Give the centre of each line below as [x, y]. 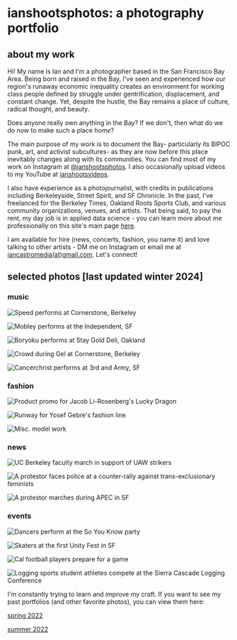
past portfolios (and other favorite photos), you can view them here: [106, 602]
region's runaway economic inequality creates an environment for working [116, 86]
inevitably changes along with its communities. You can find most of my [112, 159]
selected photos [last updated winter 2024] [105, 277]
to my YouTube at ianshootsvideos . [58, 174]
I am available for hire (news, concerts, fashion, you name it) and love [109, 239]
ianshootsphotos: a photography [106, 13]
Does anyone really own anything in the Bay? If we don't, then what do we [115, 123]
